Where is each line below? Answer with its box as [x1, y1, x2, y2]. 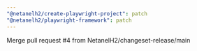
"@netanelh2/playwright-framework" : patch [6, 17, 132, 24]
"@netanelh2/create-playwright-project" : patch [6, 10, 148, 17]
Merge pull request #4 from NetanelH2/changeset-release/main [6, 36, 191, 44]
